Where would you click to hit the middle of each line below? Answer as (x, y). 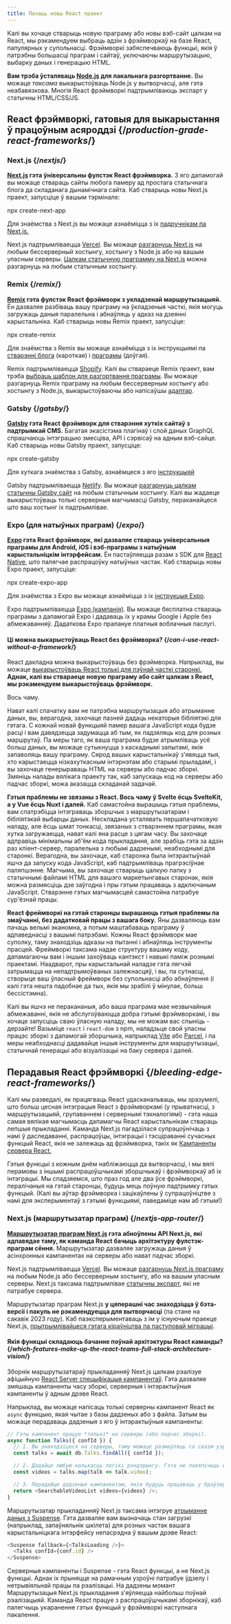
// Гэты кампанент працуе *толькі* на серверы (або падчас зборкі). (107, 1434)
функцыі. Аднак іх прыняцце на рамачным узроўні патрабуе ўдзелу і (108, 1578)
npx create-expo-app (37, 583)
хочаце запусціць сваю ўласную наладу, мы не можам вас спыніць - (108, 1021)
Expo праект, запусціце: (42, 569)
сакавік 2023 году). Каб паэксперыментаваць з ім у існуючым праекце (112, 1318)
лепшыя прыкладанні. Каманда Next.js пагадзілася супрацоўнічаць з (108, 1129)
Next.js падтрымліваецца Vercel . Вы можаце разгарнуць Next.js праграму (115, 1269)
